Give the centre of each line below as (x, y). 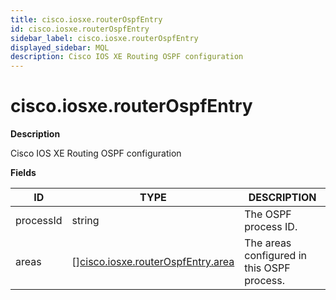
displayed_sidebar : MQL (60, 47)
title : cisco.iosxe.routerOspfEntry (86, 19)
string (85, 221)
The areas (268, 243)
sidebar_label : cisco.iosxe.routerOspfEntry (104, 38)
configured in (275, 256)
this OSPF (267, 268)
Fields (23, 173)
